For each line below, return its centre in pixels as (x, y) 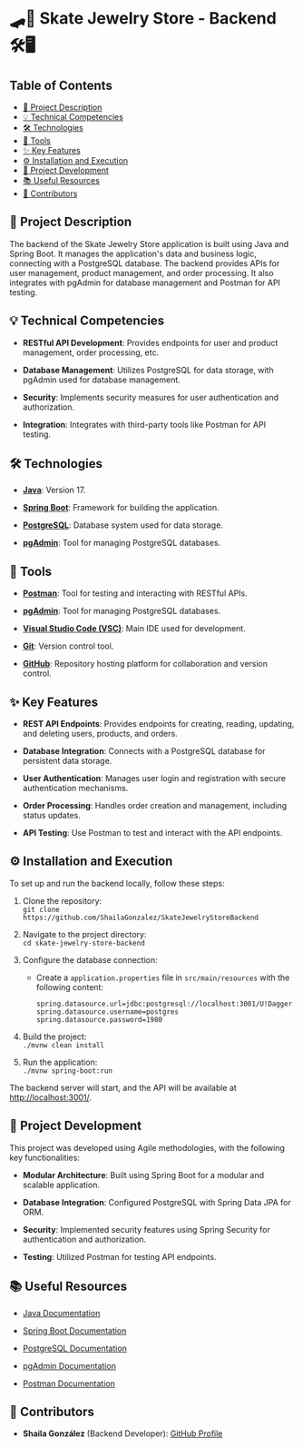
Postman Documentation (68, 1384)
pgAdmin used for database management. (102, 380)
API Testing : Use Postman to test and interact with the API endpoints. (152, 833)
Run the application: (60, 1062)
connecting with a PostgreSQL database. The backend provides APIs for (145, 263)
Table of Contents (61, 85)
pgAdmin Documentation (69, 1365)
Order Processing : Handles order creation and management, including (155, 806)
